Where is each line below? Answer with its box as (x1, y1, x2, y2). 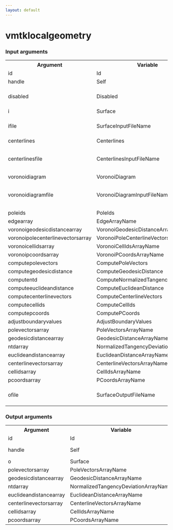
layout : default (5, 7, 40, 13)
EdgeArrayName (96, 218, 136, 225)
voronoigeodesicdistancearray (8, 226, 82, 233)
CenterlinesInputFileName (96, 155, 160, 163)
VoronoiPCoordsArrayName (96, 251, 164, 258)
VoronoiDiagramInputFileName (96, 191, 171, 199)
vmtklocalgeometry (5, 29, 92, 41)
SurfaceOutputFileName (96, 392, 155, 399)
